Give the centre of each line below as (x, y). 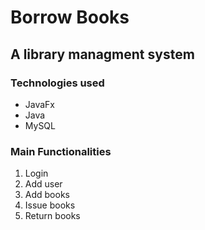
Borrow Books (70, 17)
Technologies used (57, 83)
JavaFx (40, 104)
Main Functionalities (61, 151)
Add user (43, 184)
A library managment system (102, 54)
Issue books (50, 205)
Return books (52, 216)
